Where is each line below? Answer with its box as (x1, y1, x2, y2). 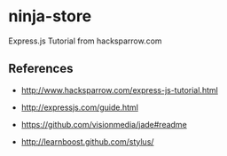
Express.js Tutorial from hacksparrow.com (8, 35, 162, 46)
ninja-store (8, 6, 92, 27)
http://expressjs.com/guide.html (20, 102, 139, 113)
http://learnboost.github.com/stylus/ (20, 136, 154, 147)
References (8, 61, 74, 76)
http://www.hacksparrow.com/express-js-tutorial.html (20, 84, 218, 95)
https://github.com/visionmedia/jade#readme (20, 119, 187, 129)
